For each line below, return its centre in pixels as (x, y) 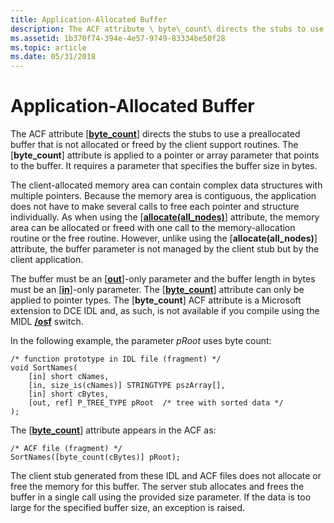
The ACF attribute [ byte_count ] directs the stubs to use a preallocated (155, 134)
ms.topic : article (48, 47)
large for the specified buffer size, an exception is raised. (128, 508)
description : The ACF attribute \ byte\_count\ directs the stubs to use (167, 29)
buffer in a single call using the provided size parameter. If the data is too (161, 497)
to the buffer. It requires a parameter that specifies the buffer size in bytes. (164, 166)
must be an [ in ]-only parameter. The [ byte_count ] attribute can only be (157, 290)
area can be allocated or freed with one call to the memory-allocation (153, 228)
